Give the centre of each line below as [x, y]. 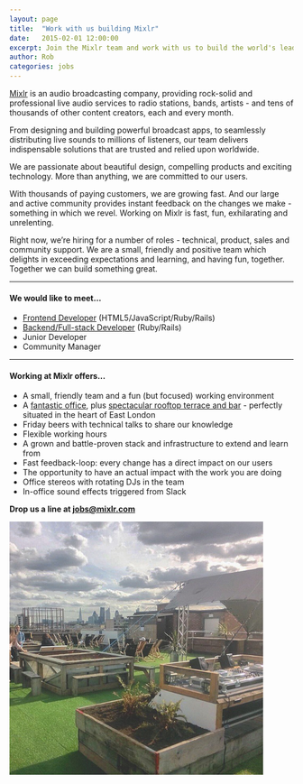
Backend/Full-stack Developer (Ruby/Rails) [102, 327]
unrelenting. [32, 222]
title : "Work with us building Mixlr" [84, 28]
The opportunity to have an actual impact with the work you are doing [152, 473]
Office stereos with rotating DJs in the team [103, 482]
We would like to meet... [55, 298]
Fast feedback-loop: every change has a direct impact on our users [147, 463]
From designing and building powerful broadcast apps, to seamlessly [138, 130]
